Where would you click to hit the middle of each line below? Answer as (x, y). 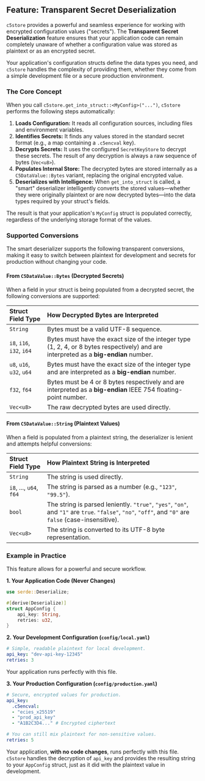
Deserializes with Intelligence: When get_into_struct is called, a (98, 182)
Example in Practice (36, 555)
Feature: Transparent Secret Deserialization (92, 10)
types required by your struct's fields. (63, 201)
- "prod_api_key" (34, 718)
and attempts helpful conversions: (49, 444)
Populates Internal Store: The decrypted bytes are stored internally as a (106, 169)
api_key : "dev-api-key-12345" (45, 654)
